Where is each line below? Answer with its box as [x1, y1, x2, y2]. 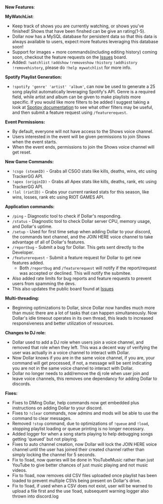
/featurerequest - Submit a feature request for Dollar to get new [12, 255, 141, 261]
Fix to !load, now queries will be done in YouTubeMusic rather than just [12, 457, 154, 462]
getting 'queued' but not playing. [12, 436, 78, 442]
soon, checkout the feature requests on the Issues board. [12, 54, 127, 60]
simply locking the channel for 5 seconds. [12, 452, 96, 458]
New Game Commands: [5, 159, 54, 164]
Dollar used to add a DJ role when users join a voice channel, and [12, 339, 144, 345]
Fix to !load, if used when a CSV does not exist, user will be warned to [12, 483, 153, 488]
